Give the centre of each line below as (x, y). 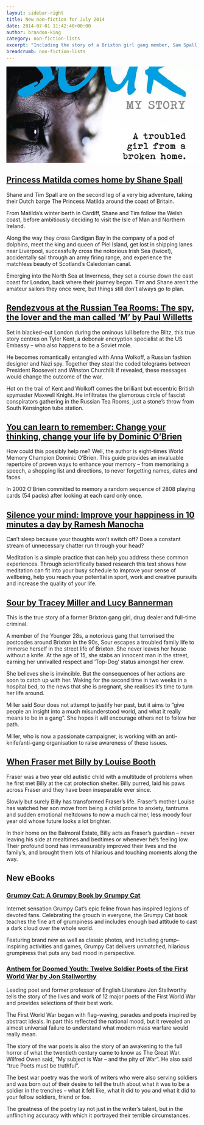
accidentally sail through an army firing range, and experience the (89, 257)
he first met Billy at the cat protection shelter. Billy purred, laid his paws (96, 783)
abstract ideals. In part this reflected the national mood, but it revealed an (98, 1021)
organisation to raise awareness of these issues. (107, 742)
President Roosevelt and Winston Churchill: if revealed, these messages (97, 370)
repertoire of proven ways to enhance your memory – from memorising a (97, 464)
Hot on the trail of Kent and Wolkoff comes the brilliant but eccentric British (100, 388)
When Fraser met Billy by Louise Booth (81, 762)
